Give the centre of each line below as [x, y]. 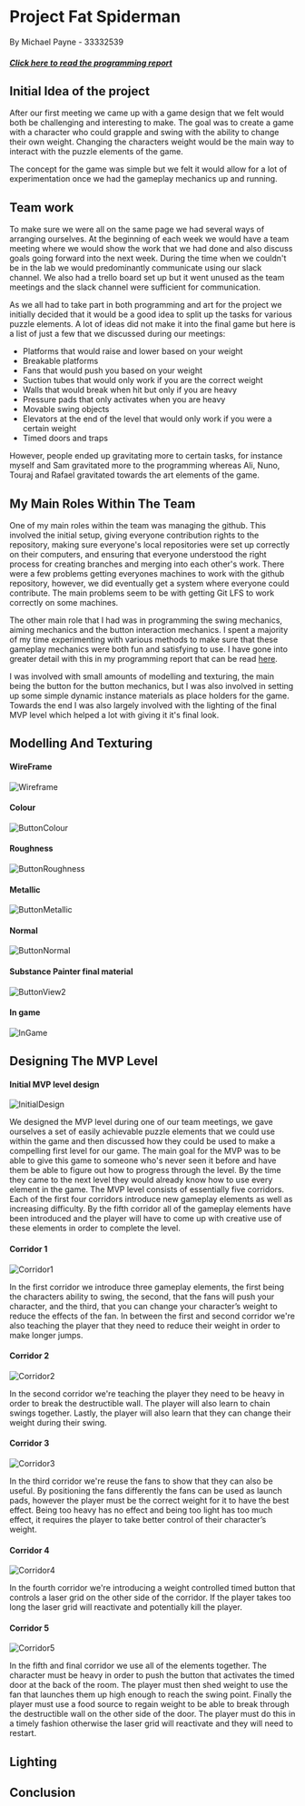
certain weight [49, 429]
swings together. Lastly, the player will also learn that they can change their [150, 1413]
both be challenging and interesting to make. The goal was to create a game [152, 123]
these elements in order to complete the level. [95, 1229]
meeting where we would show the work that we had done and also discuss [151, 249]
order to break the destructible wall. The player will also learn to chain [140, 1403]
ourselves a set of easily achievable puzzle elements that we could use [142, 1131]
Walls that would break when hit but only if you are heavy [130, 390]
